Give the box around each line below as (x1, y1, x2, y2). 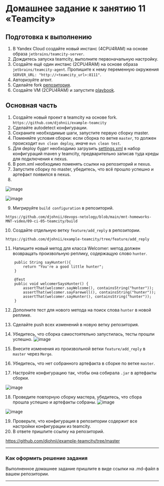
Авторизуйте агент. (12, 77, 53, 83)
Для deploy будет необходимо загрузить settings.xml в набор (12, 145, 141, 151)
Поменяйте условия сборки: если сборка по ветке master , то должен (12, 135, 156, 141)
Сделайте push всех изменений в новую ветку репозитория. (12, 321, 139, 327)
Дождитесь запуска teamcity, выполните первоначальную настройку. (12, 56, 159, 62)
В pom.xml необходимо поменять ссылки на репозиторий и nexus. (12, 161, 151, 167)
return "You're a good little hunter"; (23, 264, 104, 269)
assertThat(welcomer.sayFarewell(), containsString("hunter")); (23, 290, 156, 295)
